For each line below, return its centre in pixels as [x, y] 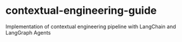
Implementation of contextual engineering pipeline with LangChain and [91, 26]
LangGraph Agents [28, 32]
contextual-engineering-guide [81, 11]
